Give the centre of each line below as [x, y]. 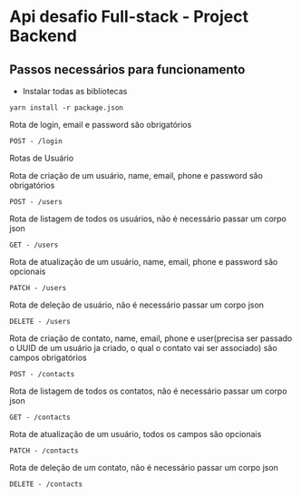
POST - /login [36, 141]
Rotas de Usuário [42, 158]
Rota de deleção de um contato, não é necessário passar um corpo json [144, 468]
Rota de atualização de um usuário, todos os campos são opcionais [136, 434]
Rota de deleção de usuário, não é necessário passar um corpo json [137, 305]
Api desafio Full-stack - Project [129, 17]
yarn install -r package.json [67, 108]
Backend [43, 36]
